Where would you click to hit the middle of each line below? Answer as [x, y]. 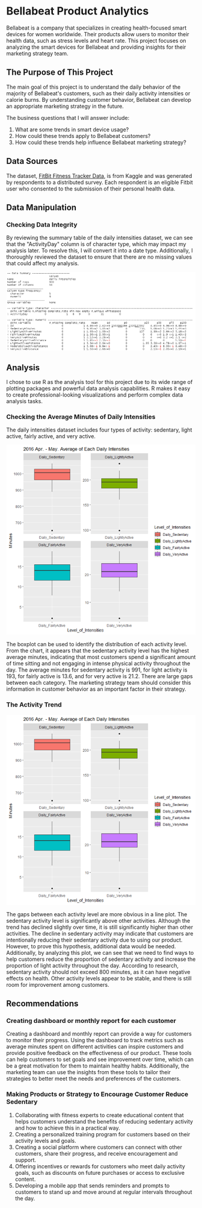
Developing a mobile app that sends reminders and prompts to [92, 1185]
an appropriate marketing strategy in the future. [65, 106]
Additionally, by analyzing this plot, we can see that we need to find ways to [100, 952]
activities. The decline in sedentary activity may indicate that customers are [100, 933]
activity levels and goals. [45, 1140]
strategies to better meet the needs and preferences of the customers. [94, 1079]
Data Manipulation [41, 207]
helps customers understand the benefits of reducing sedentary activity [104, 1121]
